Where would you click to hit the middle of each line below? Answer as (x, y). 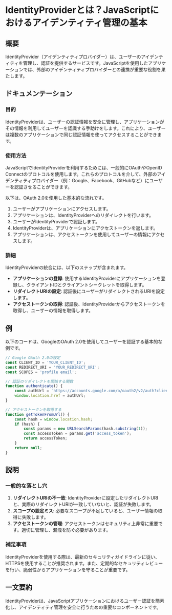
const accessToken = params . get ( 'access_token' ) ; (78, 434)
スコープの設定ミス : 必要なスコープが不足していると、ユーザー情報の (85, 511)
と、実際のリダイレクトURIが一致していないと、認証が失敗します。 (83, 504)
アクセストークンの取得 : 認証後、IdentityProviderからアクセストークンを (89, 304)
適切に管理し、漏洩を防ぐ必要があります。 (66, 530)
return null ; (28, 448)
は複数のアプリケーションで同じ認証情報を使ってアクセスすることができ (81, 134)
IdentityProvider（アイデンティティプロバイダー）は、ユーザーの (73, 57)
